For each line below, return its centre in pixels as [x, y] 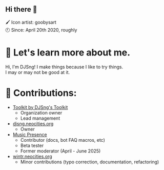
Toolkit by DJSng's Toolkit [40, 107]
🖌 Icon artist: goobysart [31, 22]
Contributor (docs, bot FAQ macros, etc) [63, 140]
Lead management [40, 118]
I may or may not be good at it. [38, 72]
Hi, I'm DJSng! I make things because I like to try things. [64, 67]
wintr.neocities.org [32, 156]
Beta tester [32, 145]
